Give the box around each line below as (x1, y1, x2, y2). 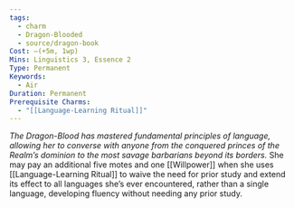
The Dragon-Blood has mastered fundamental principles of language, (9, 130, 271, 141)
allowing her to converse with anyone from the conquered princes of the (9, 140, 280, 151)
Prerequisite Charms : (9, 97, 91, 107)
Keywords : (9, 72, 47, 81)
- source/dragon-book (17, 38, 100, 48)
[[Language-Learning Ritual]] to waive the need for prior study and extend (9, 169, 286, 180)
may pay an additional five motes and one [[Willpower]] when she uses (9, 159, 274, 170)
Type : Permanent (9, 64, 71, 73)
